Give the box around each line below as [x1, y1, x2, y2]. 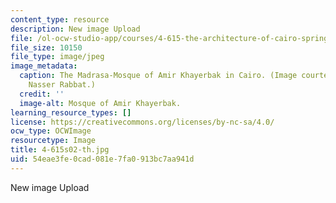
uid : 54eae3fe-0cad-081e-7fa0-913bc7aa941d [10, 154, 195, 164]
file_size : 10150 [10, 42, 83, 53]
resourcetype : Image [10, 136, 97, 146]
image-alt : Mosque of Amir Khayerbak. [19, 98, 182, 108]
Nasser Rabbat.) [28, 80, 97, 90]
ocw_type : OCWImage [10, 126, 92, 136]
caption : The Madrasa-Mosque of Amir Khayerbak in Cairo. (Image [19, 71, 298, 81]
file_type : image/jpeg [10, 52, 105, 62]
